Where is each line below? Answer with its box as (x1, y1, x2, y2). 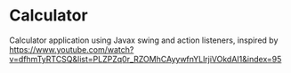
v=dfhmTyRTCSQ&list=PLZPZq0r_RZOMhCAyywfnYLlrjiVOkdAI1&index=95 (9, 53, 282, 64)
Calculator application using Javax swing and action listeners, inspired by (9, 35, 279, 45)
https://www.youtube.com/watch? (9, 44, 134, 54)
